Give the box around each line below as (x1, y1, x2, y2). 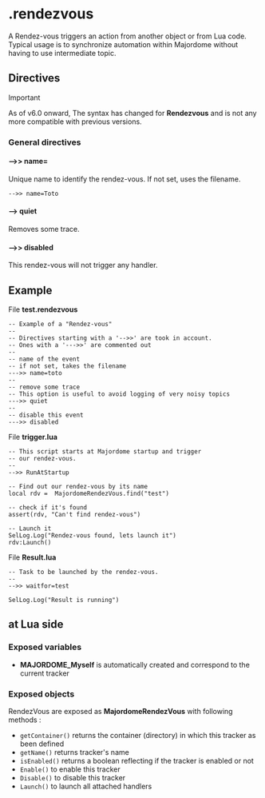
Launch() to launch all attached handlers (19, 781, 152, 792)
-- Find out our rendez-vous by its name (8, 483, 148, 491)
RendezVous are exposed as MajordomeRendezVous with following (8, 707, 233, 716)
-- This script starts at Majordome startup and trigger (8, 448, 202, 456)
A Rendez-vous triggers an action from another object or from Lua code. (8, 31, 247, 41)
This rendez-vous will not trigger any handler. (8, 261, 158, 270)
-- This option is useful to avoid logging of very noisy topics (8, 390, 230, 398)
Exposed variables (8, 641, 82, 652)
